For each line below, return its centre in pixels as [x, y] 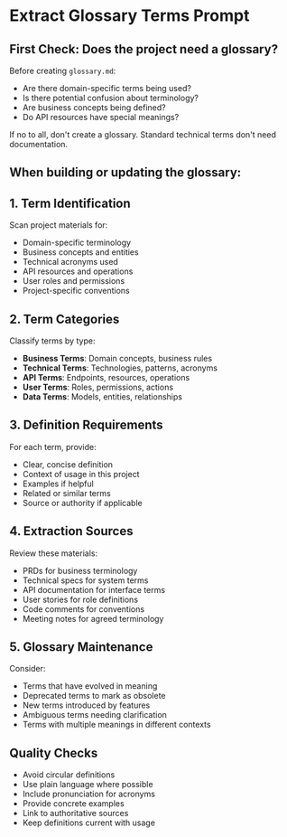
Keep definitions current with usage [89, 823]
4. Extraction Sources [71, 531]
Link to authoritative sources [75, 813]
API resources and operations [78, 271]
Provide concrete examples [73, 804]
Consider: [28, 669]
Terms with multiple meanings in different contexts [116, 725]
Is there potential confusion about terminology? [110, 98]
